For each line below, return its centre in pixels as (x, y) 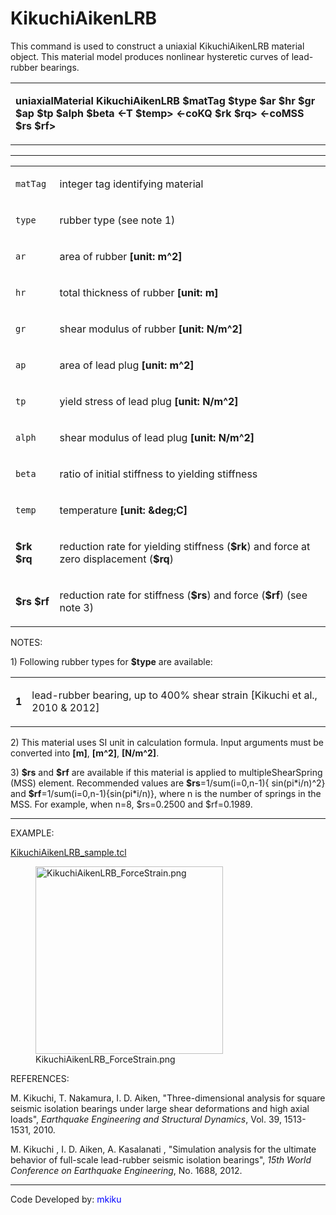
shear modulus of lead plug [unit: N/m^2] (157, 437)
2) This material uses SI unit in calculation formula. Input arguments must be (167, 742)
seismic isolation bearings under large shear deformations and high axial (160, 1108)
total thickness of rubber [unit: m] (139, 292)
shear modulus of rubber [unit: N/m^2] (151, 329)
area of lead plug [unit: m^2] (127, 365)
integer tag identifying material (131, 184)
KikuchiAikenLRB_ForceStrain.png (105, 1059)
